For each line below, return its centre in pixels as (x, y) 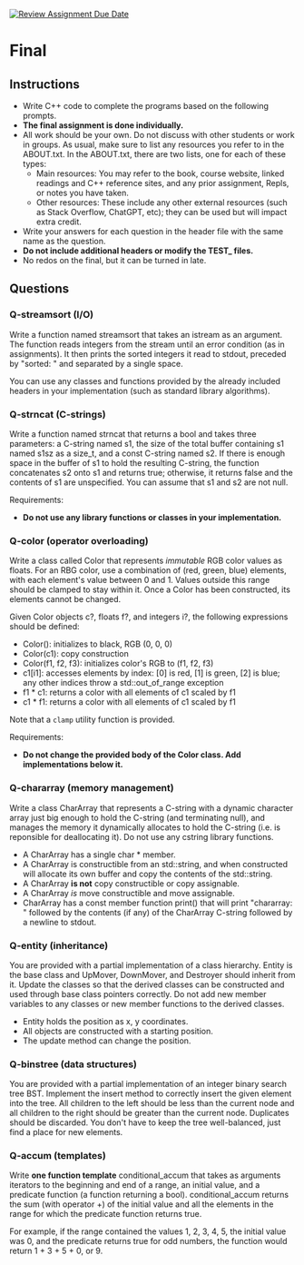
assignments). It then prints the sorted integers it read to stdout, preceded (148, 353)
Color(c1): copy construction (76, 654)
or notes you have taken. (82, 193)
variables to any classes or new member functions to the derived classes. (147, 1003)
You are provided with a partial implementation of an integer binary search (148, 1084)
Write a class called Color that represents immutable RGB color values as (146, 561)
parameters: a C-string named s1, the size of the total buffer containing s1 (147, 443)
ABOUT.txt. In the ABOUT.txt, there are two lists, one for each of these (154, 154)
